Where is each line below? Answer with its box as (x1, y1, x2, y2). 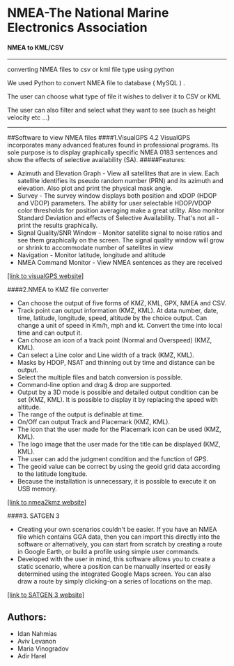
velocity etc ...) (7, 113, 50, 122)
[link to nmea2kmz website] (7, 498, 87, 507)
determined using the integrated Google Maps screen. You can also (17, 570, 212, 578)
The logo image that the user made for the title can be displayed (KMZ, (17, 440, 221, 449)
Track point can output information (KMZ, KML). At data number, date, (17, 306, 219, 315)
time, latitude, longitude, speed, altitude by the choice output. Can (17, 314, 208, 322)
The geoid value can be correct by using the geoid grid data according (17, 463, 221, 471)
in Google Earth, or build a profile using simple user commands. (17, 547, 200, 556)
